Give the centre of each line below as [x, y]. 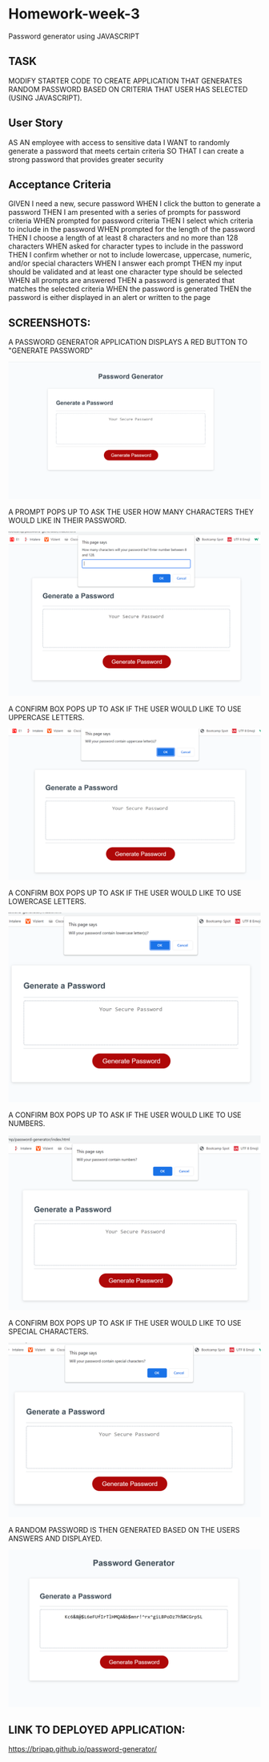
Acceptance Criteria [60, 184]
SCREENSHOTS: [50, 323]
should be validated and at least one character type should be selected [125, 272]
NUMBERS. [27, 1124]
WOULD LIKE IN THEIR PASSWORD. [67, 520]
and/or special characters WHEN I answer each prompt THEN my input [125, 263]
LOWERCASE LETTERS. [47, 901]
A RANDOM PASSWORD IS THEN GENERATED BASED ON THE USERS [124, 1530]
